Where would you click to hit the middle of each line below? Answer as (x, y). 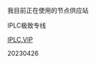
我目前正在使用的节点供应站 (48, 10)
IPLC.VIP (20, 40)
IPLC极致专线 (27, 25)
